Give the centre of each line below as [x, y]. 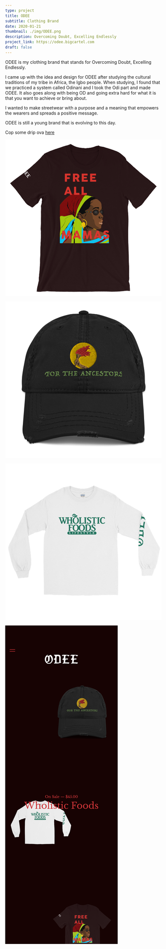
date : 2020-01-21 [23, 26]
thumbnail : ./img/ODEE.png [33, 32]
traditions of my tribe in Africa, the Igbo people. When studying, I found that [83, 82]
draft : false [19, 47]
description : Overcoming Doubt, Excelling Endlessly [61, 37]
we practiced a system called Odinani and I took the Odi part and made [78, 88]
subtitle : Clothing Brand [32, 21]
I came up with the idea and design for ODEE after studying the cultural [78, 77]
